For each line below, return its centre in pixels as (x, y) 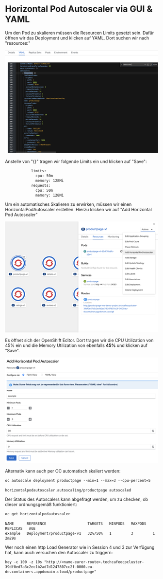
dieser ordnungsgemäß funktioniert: (41, 504)
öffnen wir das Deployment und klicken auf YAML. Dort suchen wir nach (77, 38)
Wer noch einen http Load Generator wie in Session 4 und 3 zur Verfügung (80, 547)
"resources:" (18, 43)
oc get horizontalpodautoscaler (38, 514)
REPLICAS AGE (20, 528)
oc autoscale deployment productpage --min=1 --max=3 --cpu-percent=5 (78, 480)
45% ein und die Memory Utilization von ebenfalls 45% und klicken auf (76, 345)
